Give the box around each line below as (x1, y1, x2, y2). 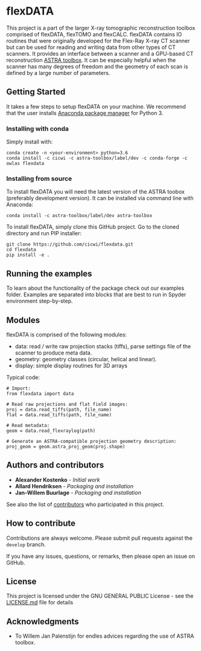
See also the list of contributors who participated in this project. (6, 500, 165, 508)
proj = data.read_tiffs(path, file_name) (6, 407, 112, 413)
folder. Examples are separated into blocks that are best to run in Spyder (6, 291, 187, 298)
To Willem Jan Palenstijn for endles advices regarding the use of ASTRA (14, 632, 194, 640)
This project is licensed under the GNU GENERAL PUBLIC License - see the (6, 592, 194, 600)
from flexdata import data (6, 390, 74, 397)
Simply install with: (6, 138, 53, 146)
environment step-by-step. (6, 298, 74, 305)
